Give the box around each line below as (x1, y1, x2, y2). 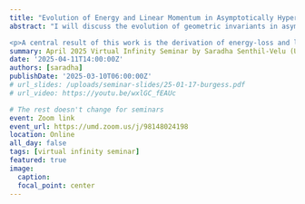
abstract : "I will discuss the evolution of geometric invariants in (9, 22, 279, 31)
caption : (17, 172, 51, 181)
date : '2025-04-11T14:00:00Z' (9, 55, 124, 64)
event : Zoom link (9, 113, 75, 122)
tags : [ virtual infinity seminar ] (9, 147, 141, 157)
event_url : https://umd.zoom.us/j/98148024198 (9, 121, 189, 131)
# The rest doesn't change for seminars (9, 105, 165, 114)
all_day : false (9, 139, 67, 148)
